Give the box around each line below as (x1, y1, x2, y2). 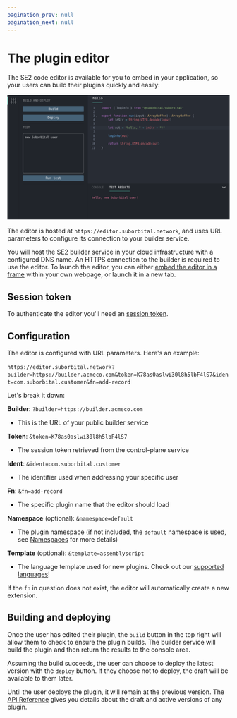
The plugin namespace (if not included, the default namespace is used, (17, 528, 227, 536)
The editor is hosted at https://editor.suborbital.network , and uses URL (7, 226, 223, 236)
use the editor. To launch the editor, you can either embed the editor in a (7, 263, 217, 272)
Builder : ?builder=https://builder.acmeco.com (7, 405, 143, 413)
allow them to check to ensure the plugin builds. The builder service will (7, 638, 217, 646)
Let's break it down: (7, 391, 65, 400)
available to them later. (7, 674, 73, 682)
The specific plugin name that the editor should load (17, 501, 170, 509)
